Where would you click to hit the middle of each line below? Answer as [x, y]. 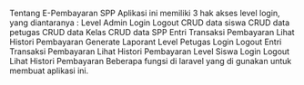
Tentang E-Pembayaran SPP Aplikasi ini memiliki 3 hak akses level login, [145, 13]
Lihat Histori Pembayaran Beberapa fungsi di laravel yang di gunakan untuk [151, 61]
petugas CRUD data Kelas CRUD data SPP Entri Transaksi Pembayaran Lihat [152, 32]
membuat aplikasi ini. [49, 71]
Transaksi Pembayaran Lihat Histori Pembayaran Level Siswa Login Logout [149, 52]
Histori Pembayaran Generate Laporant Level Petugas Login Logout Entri [146, 42]
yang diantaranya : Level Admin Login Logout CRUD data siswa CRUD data [150, 23]
